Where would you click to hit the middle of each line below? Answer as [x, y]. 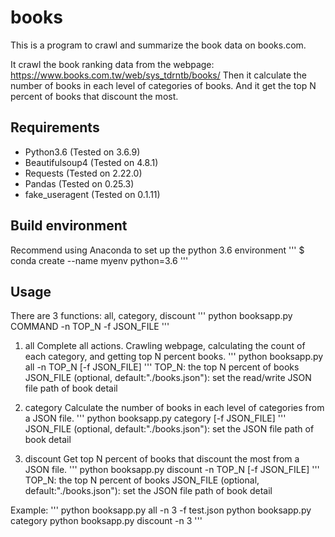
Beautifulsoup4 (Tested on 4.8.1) [91, 162]
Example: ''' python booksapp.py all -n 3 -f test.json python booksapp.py [161, 510]
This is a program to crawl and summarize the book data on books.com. [158, 45]
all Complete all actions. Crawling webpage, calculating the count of [165, 346]
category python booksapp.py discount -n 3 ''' [106, 521]
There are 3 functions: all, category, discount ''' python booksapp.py [151, 316]
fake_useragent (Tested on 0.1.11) [92, 194]
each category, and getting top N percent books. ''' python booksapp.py [174, 357]
